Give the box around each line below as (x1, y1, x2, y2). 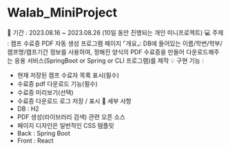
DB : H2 (17, 105, 39, 113)
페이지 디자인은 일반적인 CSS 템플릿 (17, 121, 115, 129)
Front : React (17, 136, 54, 144)
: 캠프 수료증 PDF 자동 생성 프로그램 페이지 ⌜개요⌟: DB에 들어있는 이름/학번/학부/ (7, 39, 222, 47)
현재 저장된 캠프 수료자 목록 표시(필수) (17, 71, 119, 79)
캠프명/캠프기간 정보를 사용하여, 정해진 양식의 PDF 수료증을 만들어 (7, 47, 185, 56)
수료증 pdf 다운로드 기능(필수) (17, 79, 98, 87)
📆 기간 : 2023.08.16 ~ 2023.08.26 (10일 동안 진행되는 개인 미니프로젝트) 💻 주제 (7, 28, 224, 36)
